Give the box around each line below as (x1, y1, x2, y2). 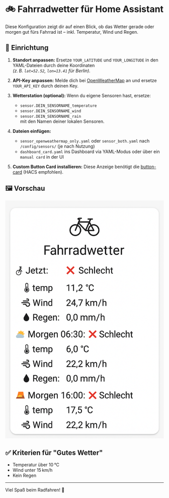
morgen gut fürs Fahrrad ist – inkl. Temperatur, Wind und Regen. (5, 29, 138, 35)
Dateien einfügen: (12, 128, 51, 134)
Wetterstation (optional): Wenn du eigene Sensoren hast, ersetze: (12, 92, 151, 98)
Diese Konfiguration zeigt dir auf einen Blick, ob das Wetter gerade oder (5, 23, 154, 30)
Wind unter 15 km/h (12, 467, 53, 473)
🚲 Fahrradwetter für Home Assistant (5, 4, 164, 15)
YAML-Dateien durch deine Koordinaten (12, 62, 95, 68)
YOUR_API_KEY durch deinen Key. (12, 83, 79, 89)
